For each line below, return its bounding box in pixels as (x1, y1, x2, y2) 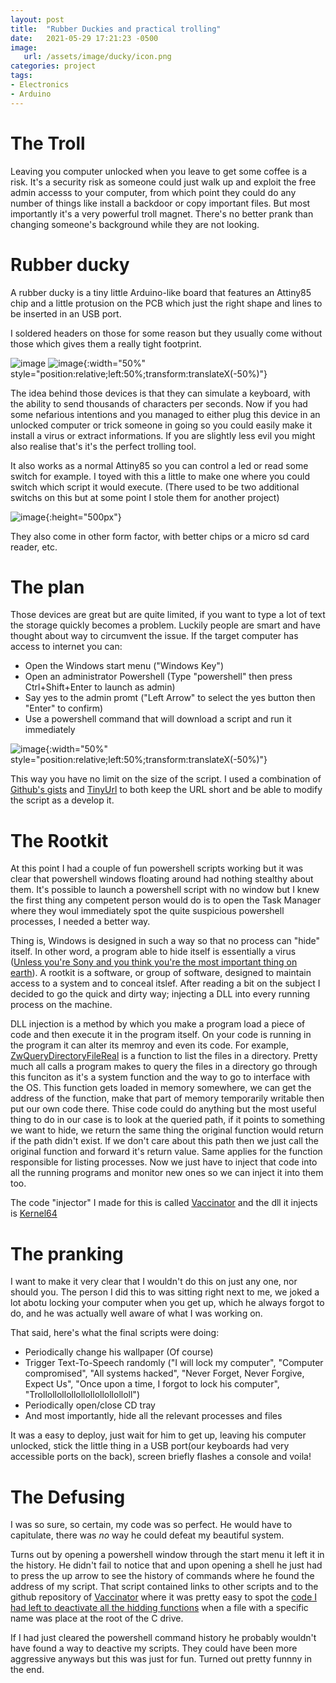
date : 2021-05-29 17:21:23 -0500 (10, 33, 159, 43)
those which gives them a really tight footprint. (10, 337, 202, 350)
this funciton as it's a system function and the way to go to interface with (10, 1071, 311, 1083)
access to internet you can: (10, 641, 123, 653)
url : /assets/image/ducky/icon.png (23, 52, 172, 62)
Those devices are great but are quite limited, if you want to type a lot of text (10, 609, 326, 621)
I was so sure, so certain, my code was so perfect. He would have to (10, 1519, 293, 1531)
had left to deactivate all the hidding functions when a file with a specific (10, 1602, 309, 1614)
